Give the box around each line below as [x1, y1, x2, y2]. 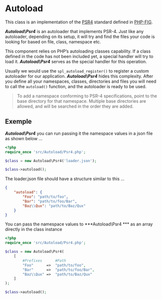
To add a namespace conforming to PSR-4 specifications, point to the [17, 93, 157, 99]
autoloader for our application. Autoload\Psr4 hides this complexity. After [5, 73, 153, 79]
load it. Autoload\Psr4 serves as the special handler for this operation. [5, 58, 147, 64]
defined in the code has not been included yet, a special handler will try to [5, 53, 154, 59]
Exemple [5, 117, 32, 126]
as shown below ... [5, 135, 43, 141]
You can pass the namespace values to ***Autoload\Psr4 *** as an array [5, 221, 153, 227]
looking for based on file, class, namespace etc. [5, 38, 101, 44]
